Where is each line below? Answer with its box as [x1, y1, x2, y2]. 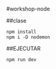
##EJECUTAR [6, 45, 41, 52]
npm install [6, 29, 37, 35]
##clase [6, 17, 27, 24]
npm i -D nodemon [6, 34, 51, 40]
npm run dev [6, 57, 37, 63]
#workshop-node [6, 5, 51, 12]
